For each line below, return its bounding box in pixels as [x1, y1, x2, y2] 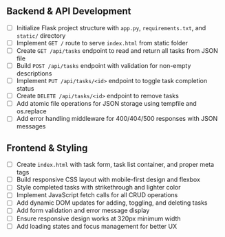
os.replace [16, 107, 47, 115]
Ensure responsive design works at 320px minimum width [16, 214, 181, 223]
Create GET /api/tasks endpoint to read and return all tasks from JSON [16, 46, 218, 54]
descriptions [16, 69, 52, 78]
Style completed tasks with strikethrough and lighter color [16, 183, 181, 192]
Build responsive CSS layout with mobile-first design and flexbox [16, 175, 201, 184]
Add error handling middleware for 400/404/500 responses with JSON [16, 115, 218, 123]
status [16, 84, 34, 93]
